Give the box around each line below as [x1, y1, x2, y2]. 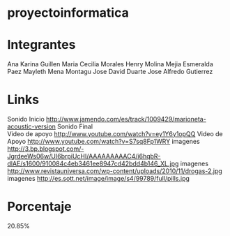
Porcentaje [7, 199, 72, 214]
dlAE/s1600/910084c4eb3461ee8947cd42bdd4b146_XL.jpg [7, 159, 179, 168]
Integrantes [7, 37, 76, 53]
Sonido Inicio [7, 115, 45, 124]
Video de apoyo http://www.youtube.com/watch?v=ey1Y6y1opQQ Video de [7, 130, 223, 138]
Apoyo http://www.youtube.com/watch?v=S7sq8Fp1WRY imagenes [7, 138, 200, 146]
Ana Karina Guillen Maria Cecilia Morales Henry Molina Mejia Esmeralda [7, 60, 214, 68]
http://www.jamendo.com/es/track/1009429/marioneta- [46, 115, 207, 124]
